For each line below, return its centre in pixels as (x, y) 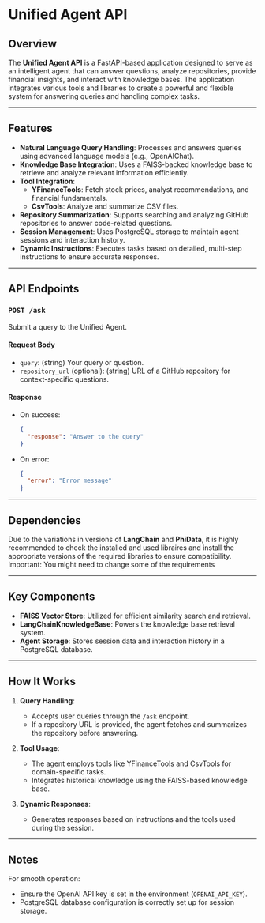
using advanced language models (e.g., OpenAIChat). (107, 156)
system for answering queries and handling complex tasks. (104, 96)
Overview (33, 44)
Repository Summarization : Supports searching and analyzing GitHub (134, 214)
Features (30, 128)
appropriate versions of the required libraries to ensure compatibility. (120, 556)
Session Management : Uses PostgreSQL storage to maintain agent (129, 232)
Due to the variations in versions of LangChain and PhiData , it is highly (123, 539)
